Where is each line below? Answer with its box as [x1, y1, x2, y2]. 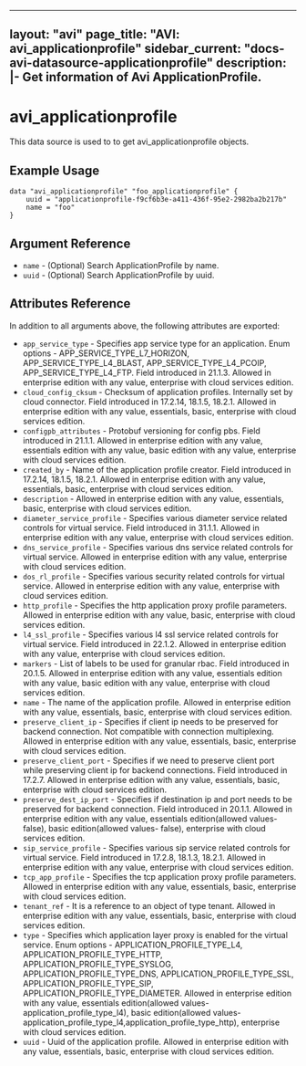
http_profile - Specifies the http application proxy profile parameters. [22, 600, 288, 611]
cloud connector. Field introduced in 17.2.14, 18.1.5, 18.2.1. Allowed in [22, 396, 277, 407]
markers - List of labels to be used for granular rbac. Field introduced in [22, 658, 290, 669]
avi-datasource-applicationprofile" [9, 56, 214, 71]
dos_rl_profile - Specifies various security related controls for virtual [22, 570, 285, 581]
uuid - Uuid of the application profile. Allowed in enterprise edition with [22, 1036, 290, 1047]
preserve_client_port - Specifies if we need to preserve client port [22, 755, 275, 766]
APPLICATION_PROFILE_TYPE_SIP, [22, 977, 154, 988]
